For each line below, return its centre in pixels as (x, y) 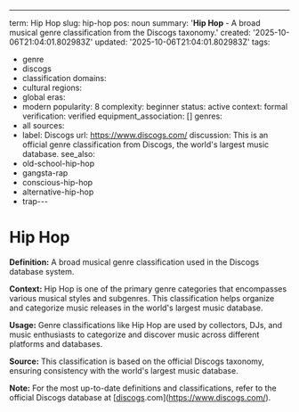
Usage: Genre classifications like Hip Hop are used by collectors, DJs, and (146, 325)
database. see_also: (59, 154)
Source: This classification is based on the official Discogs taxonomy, (137, 361)
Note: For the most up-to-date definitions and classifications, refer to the (143, 388)
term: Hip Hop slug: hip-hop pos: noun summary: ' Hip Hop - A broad (135, 23)
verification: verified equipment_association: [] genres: (122, 116)
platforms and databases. (56, 343)
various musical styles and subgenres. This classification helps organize (142, 298)
